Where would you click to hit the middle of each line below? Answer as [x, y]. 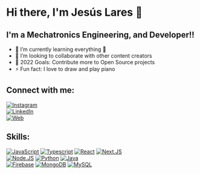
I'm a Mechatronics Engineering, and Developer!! [100, 35]
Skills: [18, 137]
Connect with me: [40, 90]
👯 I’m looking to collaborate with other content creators [83, 56]
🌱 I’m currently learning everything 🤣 [61, 49]
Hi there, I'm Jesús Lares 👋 [75, 12]
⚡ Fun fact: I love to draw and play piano [65, 69]
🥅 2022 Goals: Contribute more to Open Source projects [85, 62]
